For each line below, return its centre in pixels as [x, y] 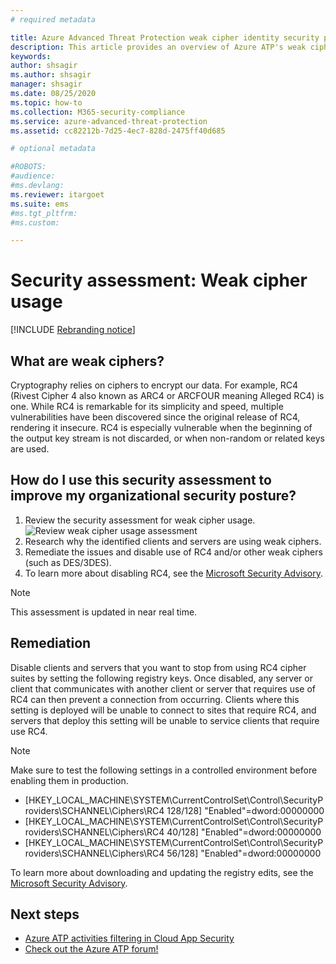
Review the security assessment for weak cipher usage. [140, 520]
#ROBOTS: [28, 167]
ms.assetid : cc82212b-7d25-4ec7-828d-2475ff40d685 [118, 131]
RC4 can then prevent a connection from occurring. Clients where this [155, 699]
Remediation [51, 643]
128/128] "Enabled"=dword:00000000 [245, 810]
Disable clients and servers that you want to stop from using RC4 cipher [158, 667]
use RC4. [29, 731]
